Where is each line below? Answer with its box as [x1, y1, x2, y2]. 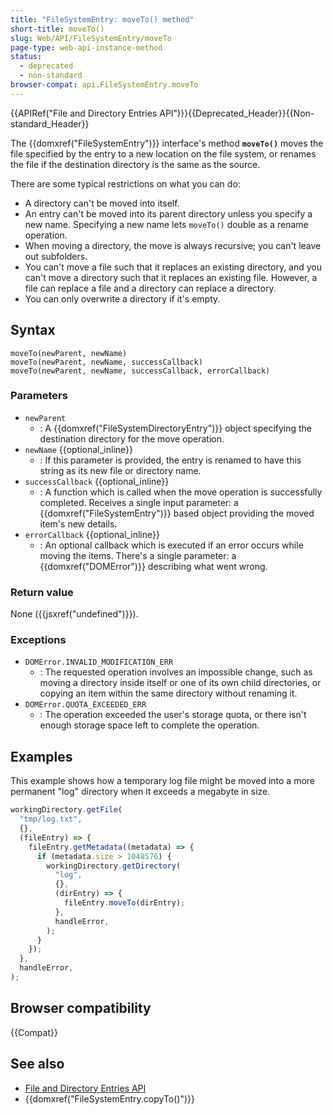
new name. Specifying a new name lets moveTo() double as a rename [24, 218, 309, 230]
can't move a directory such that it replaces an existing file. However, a [24, 271, 318, 283]
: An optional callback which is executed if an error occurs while [39, 539, 304, 551]
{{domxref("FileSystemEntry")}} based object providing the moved [39, 507, 315, 519]
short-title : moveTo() [10, 24, 105, 34]
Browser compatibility [10, 1000, 152, 1017]
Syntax [10, 322, 56, 339]
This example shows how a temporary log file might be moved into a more [10, 775, 316, 787]
